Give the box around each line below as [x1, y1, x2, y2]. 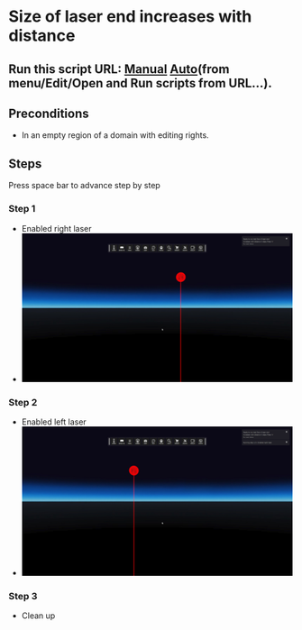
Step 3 [8, 589, 38, 602]
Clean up [21, 610, 56, 621]
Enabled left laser [21, 416, 87, 427]
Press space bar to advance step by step [8, 180, 161, 191]
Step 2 [8, 396, 38, 408]
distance [8, 25, 76, 46]
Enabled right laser [21, 223, 92, 233]
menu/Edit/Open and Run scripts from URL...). [8, 75, 272, 91]
